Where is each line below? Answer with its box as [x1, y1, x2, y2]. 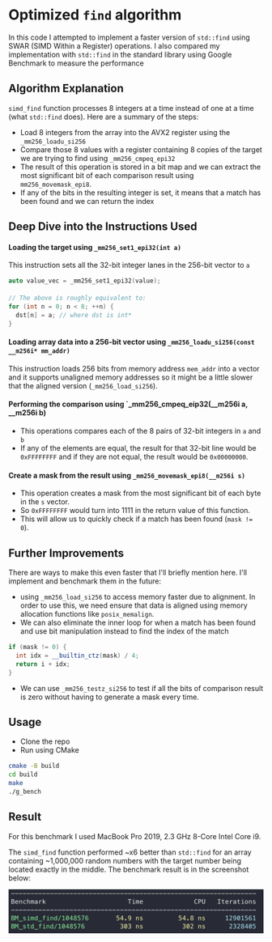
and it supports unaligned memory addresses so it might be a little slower [8, 372, 253, 382]
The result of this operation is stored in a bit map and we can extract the [19, 162, 261, 172]
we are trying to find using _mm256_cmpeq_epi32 [19, 153, 176, 163]
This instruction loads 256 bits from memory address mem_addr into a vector [8, 363, 261, 373]
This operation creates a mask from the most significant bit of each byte [19, 488, 261, 499]
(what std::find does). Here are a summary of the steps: [8, 112, 199, 121]
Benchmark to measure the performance [8, 58, 144, 68]
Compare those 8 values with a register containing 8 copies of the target [19, 144, 263, 155]
